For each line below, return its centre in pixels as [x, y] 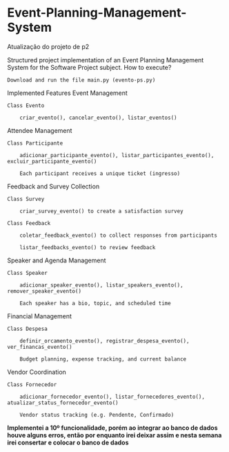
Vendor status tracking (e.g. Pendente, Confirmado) [97, 415]
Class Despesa [28, 329]
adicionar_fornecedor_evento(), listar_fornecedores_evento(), [112, 397]
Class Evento [26, 105]
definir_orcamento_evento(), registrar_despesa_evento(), [104, 341]
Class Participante [35, 143]
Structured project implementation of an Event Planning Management [106, 60]
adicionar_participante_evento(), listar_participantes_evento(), [117, 155]
